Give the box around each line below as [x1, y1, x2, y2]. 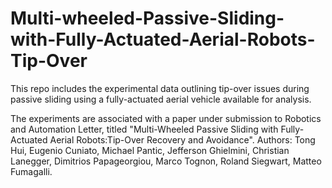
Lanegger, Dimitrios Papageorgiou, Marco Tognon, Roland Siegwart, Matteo [10, 155, 322, 167]
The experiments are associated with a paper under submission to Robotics [10, 112, 322, 124]
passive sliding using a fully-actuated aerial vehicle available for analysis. [10, 93, 312, 105]
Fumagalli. [10, 165, 53, 177]
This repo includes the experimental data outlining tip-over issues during [10, 82, 310, 94]
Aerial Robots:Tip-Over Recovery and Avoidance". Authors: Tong [49, 133, 316, 146]
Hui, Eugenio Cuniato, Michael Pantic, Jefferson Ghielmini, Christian [10, 144, 290, 156]
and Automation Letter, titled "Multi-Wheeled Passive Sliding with [10, 123, 279, 135]
